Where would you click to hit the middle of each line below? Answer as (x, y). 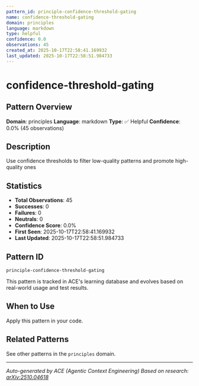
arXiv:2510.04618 (28, 377)
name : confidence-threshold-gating (50, 17)
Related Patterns (38, 339)
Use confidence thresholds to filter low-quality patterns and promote (90, 161)
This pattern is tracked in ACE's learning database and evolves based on (95, 281)
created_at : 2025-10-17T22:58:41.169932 (57, 50)
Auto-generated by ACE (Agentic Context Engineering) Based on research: (97, 371)
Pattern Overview (39, 107)
